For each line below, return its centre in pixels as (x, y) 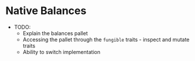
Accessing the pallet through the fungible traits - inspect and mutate (106, 39)
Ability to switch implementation (61, 52)
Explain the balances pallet (55, 33)
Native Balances (46, 11)
